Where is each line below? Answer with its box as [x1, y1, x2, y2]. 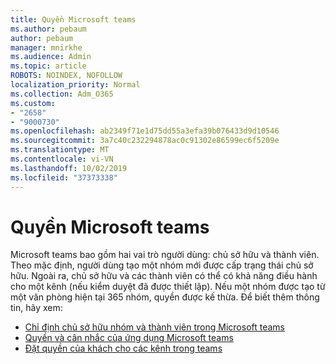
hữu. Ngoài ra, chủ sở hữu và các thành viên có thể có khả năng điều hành [10, 270, 318, 282]
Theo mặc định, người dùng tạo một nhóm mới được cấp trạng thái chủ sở [10, 259, 314, 271]
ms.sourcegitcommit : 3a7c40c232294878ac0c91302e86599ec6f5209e [10, 136, 280, 146]
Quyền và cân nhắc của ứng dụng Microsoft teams [24, 332, 234, 344]
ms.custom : [10, 98, 56, 108]
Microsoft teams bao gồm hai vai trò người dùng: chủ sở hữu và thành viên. [10, 249, 320, 261]
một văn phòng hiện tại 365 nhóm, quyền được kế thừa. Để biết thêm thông [10, 291, 320, 303]
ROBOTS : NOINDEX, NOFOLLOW [10, 71, 123, 81]
